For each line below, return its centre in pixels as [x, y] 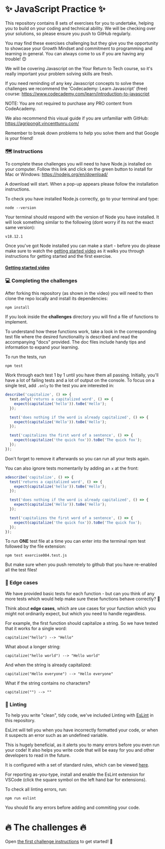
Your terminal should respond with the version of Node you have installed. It [82, 217]
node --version [21, 208]
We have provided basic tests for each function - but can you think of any [80, 593]
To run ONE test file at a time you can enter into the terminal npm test [75, 541]
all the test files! [21, 570]
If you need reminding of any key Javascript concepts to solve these [75, 83]
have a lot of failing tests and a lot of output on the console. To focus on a [80, 380]
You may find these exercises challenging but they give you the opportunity [82, 43]
